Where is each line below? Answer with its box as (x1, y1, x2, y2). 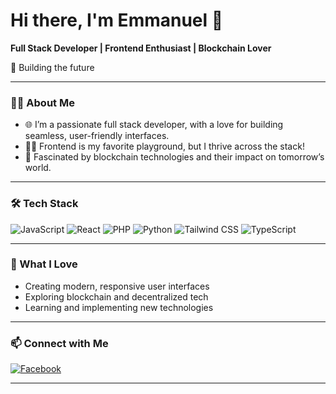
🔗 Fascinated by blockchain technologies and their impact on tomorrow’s (24, 151, 325, 163)
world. (24, 162, 52, 174)
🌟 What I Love (10, 257, 78, 271)
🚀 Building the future (10, 61, 95, 73)
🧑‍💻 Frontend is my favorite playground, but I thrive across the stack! (24, 140, 305, 153)
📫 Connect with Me (10, 336, 109, 350)
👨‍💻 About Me (10, 95, 75, 109)
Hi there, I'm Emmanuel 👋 (10, 9, 224, 32)
